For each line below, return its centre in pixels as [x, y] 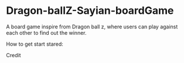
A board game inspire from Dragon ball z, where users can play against [92, 27]
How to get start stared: [35, 44]
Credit [13, 55]
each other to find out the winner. [46, 32]
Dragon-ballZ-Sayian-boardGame [90, 11]
